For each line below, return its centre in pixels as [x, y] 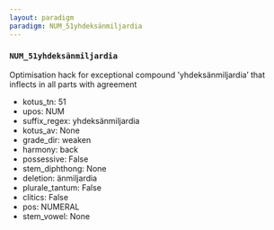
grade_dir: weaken [57, 139]
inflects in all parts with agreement [73, 84]
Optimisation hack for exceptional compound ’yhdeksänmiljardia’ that [137, 75]
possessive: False [55, 159]
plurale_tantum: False [62, 187]
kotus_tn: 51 [44, 102]
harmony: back [50, 149]
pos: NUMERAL [51, 207]
